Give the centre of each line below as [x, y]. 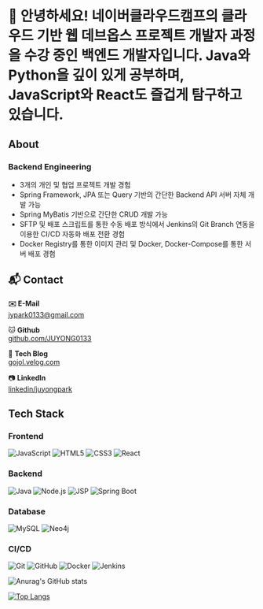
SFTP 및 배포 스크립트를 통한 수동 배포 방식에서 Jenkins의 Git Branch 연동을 [137, 224]
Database [27, 511]
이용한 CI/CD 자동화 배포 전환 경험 [72, 234]
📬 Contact [36, 280]
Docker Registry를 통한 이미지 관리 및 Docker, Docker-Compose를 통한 [131, 243]
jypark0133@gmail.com [46, 314]
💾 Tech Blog [28, 353]
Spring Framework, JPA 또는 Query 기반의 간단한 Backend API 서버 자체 [133, 195]
